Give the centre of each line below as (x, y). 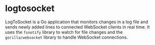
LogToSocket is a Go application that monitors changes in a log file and (77, 22)
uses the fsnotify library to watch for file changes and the (64, 32)
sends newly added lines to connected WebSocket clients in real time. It (77, 27)
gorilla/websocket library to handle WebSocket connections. (66, 37)
